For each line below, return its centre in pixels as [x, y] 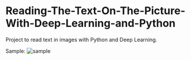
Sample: [16, 51]
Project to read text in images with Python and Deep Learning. [82, 39]
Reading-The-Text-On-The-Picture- [95, 11]
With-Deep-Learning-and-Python [90, 23]
